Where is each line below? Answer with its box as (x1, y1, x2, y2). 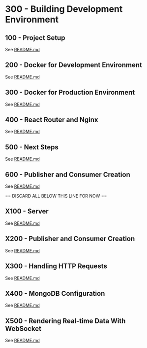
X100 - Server (5, 207, 49, 215)
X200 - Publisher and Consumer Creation (5, 235, 135, 243)
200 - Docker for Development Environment (5, 61, 143, 70)
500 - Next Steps (5, 143, 59, 151)
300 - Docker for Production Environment (5, 88, 135, 97)
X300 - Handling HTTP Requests (5, 262, 107, 271)
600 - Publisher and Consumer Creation (5, 170, 130, 178)
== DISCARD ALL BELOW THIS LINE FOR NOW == (5, 193, 107, 199)
